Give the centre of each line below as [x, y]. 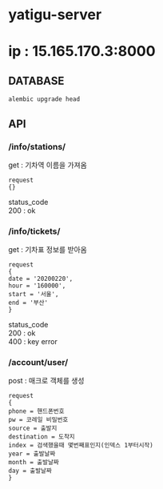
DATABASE [36, 80]
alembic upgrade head [44, 99]
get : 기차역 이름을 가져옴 [48, 165]
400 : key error [33, 342]
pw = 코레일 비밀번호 [38, 420]
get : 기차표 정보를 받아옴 [48, 250]
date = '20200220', [41, 279]
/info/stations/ [37, 146]
